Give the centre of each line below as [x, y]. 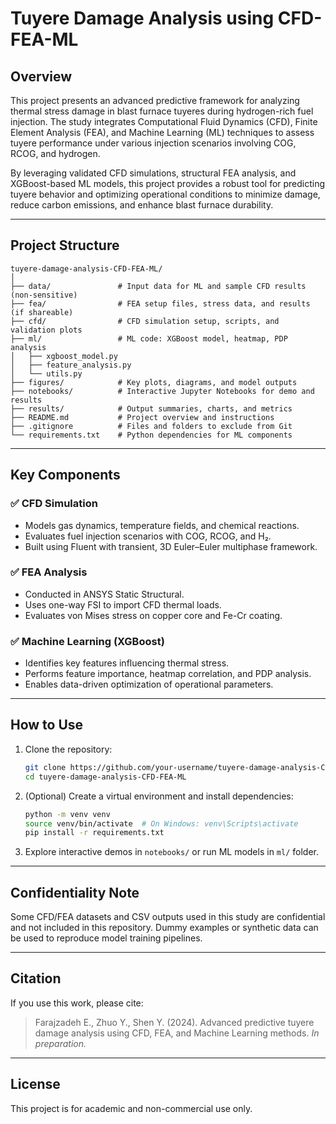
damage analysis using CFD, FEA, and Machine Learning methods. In [177, 1033]
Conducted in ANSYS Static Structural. [104, 594]
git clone [45, 767]
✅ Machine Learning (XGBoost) [87, 641]
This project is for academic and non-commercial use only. [131, 1108]
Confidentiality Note [75, 892]
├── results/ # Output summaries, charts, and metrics [151, 408]
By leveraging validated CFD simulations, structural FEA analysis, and [153, 173]
